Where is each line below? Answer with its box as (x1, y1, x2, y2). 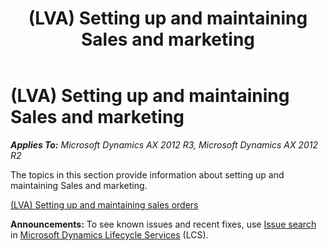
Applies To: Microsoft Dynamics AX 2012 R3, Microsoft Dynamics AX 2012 (10, 138, 319, 151)
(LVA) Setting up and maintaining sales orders (10, 198, 199, 211)
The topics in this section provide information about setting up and (10, 168, 285, 181)
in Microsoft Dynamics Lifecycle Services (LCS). (10, 228, 209, 241)
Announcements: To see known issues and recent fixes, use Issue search (10, 218, 317, 230)
